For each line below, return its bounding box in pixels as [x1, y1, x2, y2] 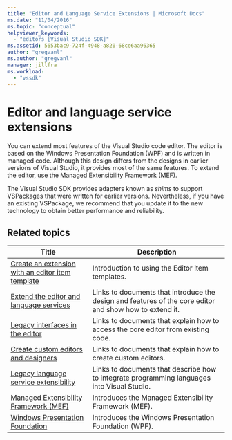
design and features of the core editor [92, 296, 215, 306]
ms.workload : [7, 68, 45, 75]
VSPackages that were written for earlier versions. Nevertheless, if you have [7, 192, 224, 201]
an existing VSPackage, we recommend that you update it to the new [7, 199, 204, 208]
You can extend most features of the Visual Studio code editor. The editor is [7, 142, 223, 150]
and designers [10, 354, 57, 363]
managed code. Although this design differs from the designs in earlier [7, 156, 209, 165]
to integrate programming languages [92, 373, 211, 383]
